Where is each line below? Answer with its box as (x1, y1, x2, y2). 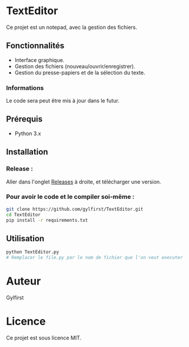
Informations (6, 84, 44, 92)
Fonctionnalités (6, 41, 65, 51)
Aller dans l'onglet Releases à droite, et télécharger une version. (6, 178, 161, 185)
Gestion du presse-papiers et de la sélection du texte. (14, 69, 145, 76)
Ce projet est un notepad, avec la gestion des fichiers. (6, 24, 137, 31)
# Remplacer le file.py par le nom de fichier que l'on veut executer (6, 255, 183, 261)
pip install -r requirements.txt (6, 217, 88, 223)
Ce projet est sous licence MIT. (6, 334, 82, 341)
